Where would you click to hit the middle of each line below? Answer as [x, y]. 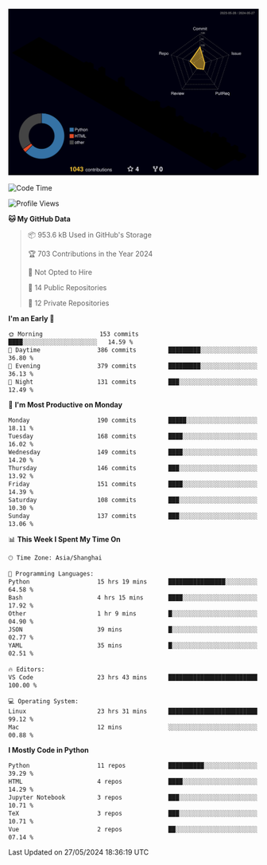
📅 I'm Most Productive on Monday [66, 405]
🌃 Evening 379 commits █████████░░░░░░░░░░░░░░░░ [133, 366]
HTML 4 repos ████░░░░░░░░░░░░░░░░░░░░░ [133, 782]
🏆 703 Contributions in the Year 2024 [90, 254]
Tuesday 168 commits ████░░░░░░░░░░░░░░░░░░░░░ [133, 436]
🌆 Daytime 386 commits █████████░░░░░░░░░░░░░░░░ [133, 350]
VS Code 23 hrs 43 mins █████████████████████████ [133, 678]
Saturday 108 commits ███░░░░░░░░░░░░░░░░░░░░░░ [133, 500]
